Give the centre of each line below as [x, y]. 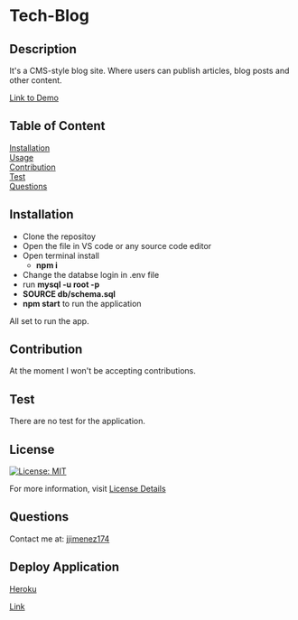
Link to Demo [34, 97]
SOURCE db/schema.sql [69, 293]
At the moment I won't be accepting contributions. [102, 371]
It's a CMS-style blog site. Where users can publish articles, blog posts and [149, 70]
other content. [36, 80]
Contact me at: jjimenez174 [60, 539]
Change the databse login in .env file [91, 274]
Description [43, 49]
